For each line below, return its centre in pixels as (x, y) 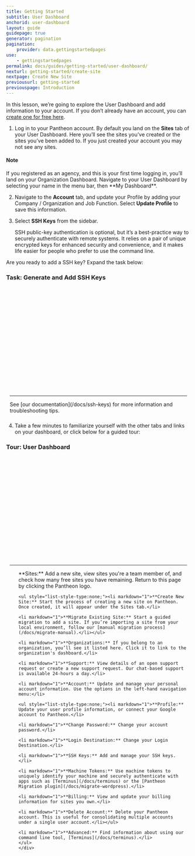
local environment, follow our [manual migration (80, 627)
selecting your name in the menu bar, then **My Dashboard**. (82, 186)
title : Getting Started (35, 11)
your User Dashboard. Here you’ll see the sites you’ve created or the (97, 134)
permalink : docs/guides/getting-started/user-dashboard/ (77, 66)
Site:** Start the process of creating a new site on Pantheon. (98, 602)
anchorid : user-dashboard (37, 22)
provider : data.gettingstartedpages (61, 50)
